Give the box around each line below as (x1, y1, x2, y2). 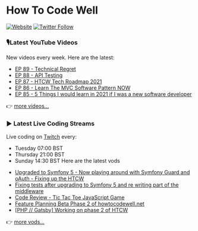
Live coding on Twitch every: (6, 133, 77, 140)
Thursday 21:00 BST (14, 150, 65, 158)
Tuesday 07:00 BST (14, 145, 64, 152)
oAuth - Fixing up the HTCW (14, 175, 84, 182)
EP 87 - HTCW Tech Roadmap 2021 (14, 78, 102, 85)
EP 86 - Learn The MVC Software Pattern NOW (14, 84, 131, 92)
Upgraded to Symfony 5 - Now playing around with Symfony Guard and (14, 168, 190, 175)
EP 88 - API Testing (14, 72, 63, 79)
